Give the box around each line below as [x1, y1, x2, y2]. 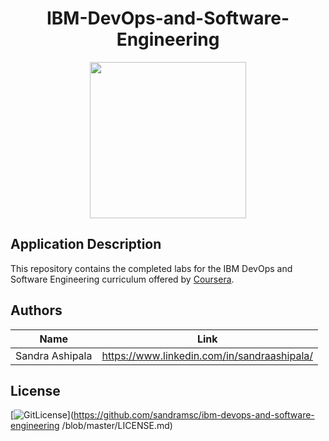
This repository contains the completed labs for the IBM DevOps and [10, 262, 293, 274]
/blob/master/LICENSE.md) [61, 420, 173, 432]
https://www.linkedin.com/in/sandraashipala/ [101, 348, 313, 362]
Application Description [10, 236, 162, 253]
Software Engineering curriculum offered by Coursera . [10, 273, 235, 285]
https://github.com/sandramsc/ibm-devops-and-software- [73, 409, 315, 421]
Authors [10, 302, 63, 319]
